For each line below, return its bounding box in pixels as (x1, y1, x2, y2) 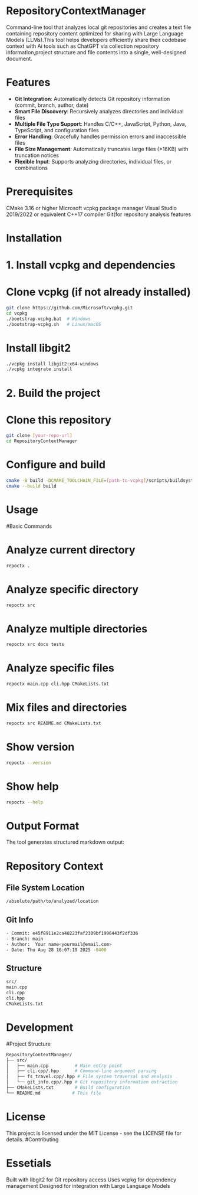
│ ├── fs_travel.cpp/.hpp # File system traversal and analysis (6, 1073, 173, 1080)
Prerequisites (6, 185, 74, 198)
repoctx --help (6, 799, 44, 805)
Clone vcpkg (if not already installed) (6, 285, 192, 299)
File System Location (6, 883, 85, 893)
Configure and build (6, 458, 106, 472)
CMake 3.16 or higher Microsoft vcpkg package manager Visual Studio (6, 204, 177, 211)
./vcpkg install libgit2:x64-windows (6, 361, 99, 367)
